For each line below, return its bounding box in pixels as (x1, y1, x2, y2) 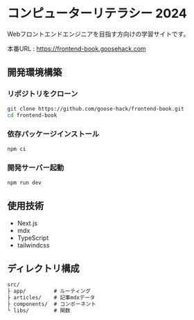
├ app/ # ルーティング (7, 288, 91, 295)
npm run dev (7, 179, 42, 186)
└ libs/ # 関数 (7, 307, 71, 314)
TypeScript (17, 234, 49, 242)
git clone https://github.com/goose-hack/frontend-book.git (7, 105, 185, 112)
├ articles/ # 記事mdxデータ (7, 294, 96, 301)
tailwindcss (17, 241, 50, 249)
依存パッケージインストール (7, 129, 100, 139)
